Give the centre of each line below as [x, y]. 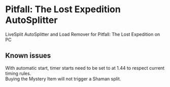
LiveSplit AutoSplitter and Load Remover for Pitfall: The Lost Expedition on [83, 34]
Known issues [28, 56]
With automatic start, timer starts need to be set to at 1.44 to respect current [85, 68]
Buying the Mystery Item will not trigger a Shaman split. [63, 79]
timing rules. [18, 73]
